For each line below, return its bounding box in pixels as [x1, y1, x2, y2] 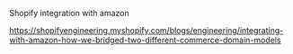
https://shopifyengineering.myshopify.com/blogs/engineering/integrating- [9, 25, 284, 35]
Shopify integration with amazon [9, 8, 129, 18]
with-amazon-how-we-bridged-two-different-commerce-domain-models [9, 35, 281, 45]
